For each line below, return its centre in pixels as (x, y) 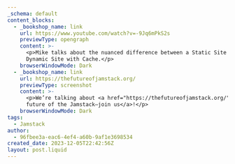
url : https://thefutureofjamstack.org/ (78, 79)
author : (19, 131)
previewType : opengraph (55, 40)
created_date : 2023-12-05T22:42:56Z (60, 144)
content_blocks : (31, 20)
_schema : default (33, 14)
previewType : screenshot (56, 85)
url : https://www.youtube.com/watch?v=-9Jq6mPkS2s (95, 33)
